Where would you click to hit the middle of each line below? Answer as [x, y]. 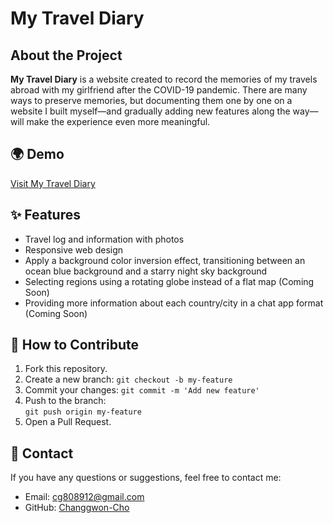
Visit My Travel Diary [53, 183]
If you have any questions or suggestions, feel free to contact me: [146, 478]
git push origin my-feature [83, 412]
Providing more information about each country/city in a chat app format [174, 303]
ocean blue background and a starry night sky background [146, 271]
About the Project [66, 55]
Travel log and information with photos [104, 239]
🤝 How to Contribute [75, 345]
